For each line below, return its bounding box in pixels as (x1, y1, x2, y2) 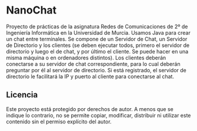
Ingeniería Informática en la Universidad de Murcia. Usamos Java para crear (6, 29, 191, 36)
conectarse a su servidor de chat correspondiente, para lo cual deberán (6, 60, 181, 68)
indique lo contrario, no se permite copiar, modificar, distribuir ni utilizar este (6, 112, 191, 119)
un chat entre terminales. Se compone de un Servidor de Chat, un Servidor (6, 35, 188, 42)
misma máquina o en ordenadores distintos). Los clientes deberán (6, 54, 166, 61)
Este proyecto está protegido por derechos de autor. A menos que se (6, 105, 173, 112)
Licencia (6, 90, 38, 100)
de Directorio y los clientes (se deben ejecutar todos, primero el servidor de (6, 42, 190, 49)
